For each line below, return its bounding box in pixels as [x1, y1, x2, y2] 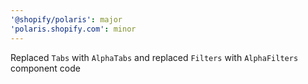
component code [10, 62, 81, 74]
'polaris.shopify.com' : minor [10, 24, 137, 34]
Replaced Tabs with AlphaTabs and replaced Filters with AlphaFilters [10, 51, 299, 63]
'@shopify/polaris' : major [10, 14, 123, 25]
